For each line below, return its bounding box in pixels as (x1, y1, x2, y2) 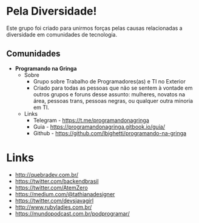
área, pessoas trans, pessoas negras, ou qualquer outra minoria (33, 97, 193, 104)
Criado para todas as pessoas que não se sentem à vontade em (33, 84, 193, 91)
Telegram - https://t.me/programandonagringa (33, 116, 150, 124)
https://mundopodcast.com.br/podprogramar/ (15, 210, 130, 217)
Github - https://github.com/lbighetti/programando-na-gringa (33, 129, 187, 136)
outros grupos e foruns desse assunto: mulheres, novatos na (33, 90, 186, 98)
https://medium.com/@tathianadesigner (15, 190, 115, 197)
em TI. (33, 104, 50, 111)
